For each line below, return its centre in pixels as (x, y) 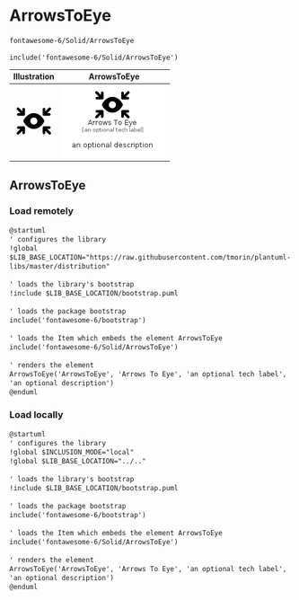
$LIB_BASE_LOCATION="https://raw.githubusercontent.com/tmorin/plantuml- (150, 257)
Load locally (36, 414)
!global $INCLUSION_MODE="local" (72, 453)
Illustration (34, 76)
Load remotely (42, 210)
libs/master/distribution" (60, 266)
